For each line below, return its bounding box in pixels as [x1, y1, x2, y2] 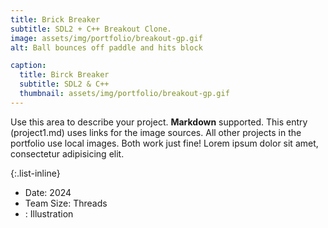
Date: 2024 [24, 186, 72, 198]
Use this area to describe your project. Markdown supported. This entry [10, 116, 308, 128]
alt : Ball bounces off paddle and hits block [10, 42, 203, 53]
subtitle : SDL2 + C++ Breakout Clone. [10, 24, 172, 34]
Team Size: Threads [24, 197, 108, 209]
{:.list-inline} [10, 167, 61, 179]
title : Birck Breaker [19, 70, 110, 80]
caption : [10, 61, 47, 71]
